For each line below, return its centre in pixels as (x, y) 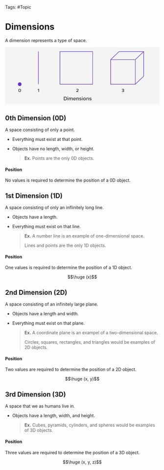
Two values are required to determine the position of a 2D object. (71, 370)
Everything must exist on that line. (46, 227)
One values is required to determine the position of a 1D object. (69, 268)
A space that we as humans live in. (40, 406)
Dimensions (30, 27)
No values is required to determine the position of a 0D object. (68, 180)
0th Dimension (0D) (36, 118)
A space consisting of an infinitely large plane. (52, 304)
